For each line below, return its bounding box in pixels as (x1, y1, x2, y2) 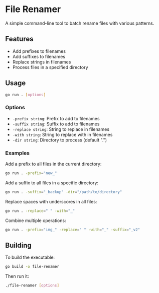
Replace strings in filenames (12, 59, 71, 65)
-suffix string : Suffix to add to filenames (12, 121, 100, 127)
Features (5, 35, 34, 43)
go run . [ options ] (5, 92, 46, 97)
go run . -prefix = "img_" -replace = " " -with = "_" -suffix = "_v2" (5, 227, 140, 232)
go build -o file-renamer (5, 264, 59, 269)
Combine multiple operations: (5, 217, 66, 224)
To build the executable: (5, 254, 55, 260)
